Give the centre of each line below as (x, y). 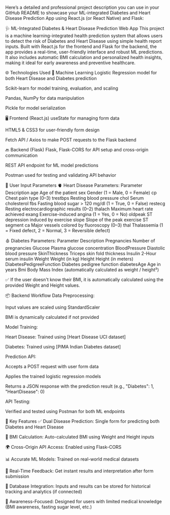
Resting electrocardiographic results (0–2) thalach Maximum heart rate (79, 209)
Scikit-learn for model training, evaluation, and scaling (62, 88)
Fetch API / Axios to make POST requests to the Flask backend (71, 140)
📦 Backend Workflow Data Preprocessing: (50, 295)
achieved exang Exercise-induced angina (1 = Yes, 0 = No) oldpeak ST (79, 214)
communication (22, 155)
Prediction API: (21, 357)
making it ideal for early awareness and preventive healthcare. (71, 63)
